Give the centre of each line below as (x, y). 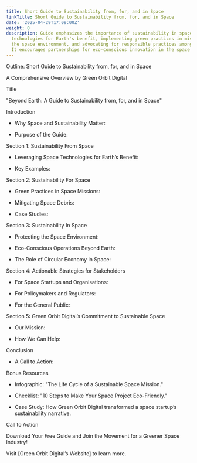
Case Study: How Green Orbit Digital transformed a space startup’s (96, 407)
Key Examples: (33, 168)
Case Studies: (31, 214)
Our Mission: (30, 327)
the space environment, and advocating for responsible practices (94, 45)
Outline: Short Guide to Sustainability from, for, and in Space (79, 66)
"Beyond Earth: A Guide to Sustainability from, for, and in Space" (84, 100)
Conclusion (20, 350)
